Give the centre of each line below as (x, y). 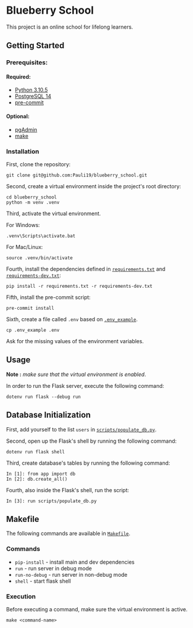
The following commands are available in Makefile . (68, 533)
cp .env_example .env (33, 330)
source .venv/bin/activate (39, 258)
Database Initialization (48, 415)
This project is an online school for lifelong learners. (70, 27)
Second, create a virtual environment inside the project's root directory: (94, 186)
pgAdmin (26, 129)
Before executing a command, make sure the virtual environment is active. (97, 609)
